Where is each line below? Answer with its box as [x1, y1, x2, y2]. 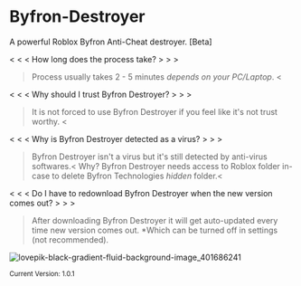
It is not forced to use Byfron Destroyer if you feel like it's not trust [31, 106, 278, 117]
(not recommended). [31, 234, 109, 245]
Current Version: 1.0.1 [9, 269, 75, 278]
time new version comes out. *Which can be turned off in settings [31, 224, 278, 235]
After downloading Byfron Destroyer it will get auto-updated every [31, 214, 278, 225]
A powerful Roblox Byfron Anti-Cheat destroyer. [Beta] [9, 36, 212, 47]
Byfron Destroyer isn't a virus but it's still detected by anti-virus [31, 151, 268, 162]
